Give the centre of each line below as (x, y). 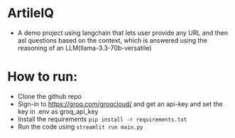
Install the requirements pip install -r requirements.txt (102, 119)
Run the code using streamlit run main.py (80, 127)
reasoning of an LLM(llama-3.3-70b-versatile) (84, 48)
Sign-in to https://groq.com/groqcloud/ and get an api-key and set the (120, 104)
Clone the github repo (49, 96)
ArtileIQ (31, 13)
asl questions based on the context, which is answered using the (112, 40)
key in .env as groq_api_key (58, 111)
